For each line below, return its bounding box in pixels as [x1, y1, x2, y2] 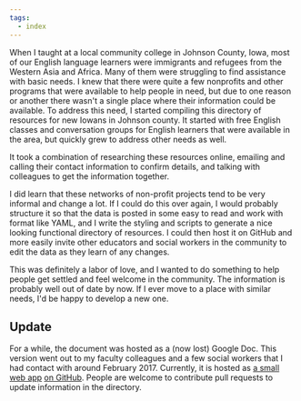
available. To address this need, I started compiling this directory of [9, 105, 262, 115]
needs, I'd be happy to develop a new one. [9, 293, 169, 304]
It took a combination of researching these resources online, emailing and [9, 151, 286, 162]
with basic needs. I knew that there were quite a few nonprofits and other [9, 75, 284, 86]
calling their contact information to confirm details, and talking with [9, 161, 261, 172]
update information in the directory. [9, 382, 143, 393]
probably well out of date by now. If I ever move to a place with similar [9, 283, 271, 294]
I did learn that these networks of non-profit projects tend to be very [9, 188, 266, 199]
